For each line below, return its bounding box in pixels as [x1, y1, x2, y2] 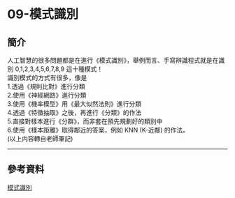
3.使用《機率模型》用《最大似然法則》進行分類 [7, 100, 142, 108]
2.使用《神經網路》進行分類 [7, 91, 87, 99]
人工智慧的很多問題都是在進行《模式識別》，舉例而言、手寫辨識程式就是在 [7, 56, 219, 64]
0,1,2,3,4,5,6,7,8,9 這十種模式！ [15, 65, 104, 73]
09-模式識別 [7, 6, 79, 22]
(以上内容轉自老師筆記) [7, 135, 73, 143]
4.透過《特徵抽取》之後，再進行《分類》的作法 [7, 109, 142, 116]
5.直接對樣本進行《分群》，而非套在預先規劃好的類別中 [7, 117, 163, 125]
